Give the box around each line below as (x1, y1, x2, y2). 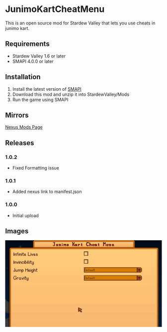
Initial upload (12, 212, 39, 218)
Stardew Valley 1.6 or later (12, 53, 66, 59)
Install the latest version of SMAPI (12, 86, 82, 92)
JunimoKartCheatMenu (5, 3, 105, 15)
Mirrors (5, 111, 29, 119)
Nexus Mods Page (5, 124, 43, 130)
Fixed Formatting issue (12, 165, 60, 171)
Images (5, 227, 29, 235)
